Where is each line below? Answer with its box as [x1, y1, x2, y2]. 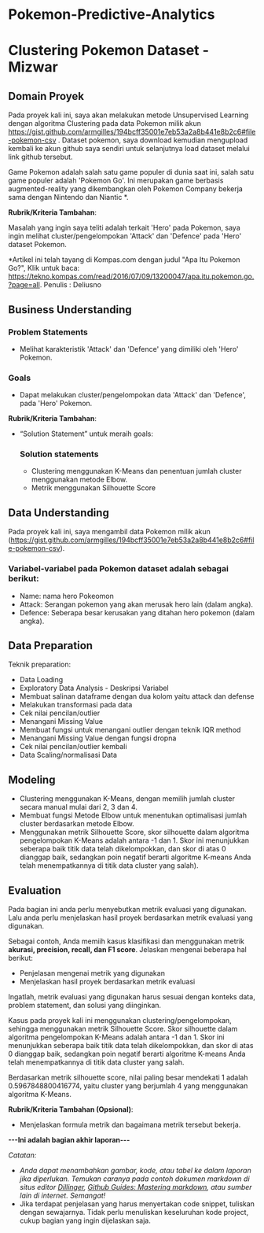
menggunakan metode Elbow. [31, 474, 128, 485]
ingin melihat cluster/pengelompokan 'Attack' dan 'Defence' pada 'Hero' [8, 231, 242, 241]
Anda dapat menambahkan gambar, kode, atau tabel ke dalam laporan [19, 1166, 251, 1176]
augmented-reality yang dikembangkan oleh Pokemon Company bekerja [8, 184, 244, 194]
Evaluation [8, 884, 61, 897]
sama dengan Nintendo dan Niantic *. [8, 193, 129, 202]
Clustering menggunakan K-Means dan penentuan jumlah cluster [31, 467, 242, 476]
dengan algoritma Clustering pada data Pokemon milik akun [8, 119, 202, 128]
